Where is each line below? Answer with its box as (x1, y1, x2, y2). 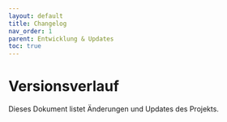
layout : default (8, 11, 63, 20)
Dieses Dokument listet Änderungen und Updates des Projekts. (8, 104, 219, 114)
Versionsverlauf (8, 77, 120, 96)
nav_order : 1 (8, 27, 53, 35)
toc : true (8, 42, 42, 50)
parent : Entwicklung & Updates (8, 34, 114, 43)
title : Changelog (8, 20, 67, 28)
